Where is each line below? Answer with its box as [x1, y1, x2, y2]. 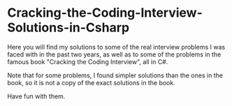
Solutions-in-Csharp [7, 20, 130, 36]
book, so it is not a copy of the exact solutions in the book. [7, 78, 176, 86]
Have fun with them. [7, 92, 66, 100]
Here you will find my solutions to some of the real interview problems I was [7, 43, 226, 51]
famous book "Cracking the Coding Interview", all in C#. [7, 57, 168, 66]
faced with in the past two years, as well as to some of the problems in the [7, 50, 222, 59]
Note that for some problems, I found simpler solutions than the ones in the [7, 71, 224, 79]
